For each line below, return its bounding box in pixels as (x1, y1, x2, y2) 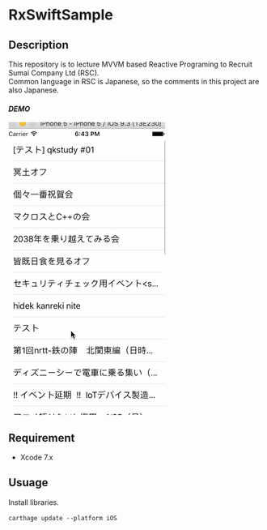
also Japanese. (8, 85, 59, 95)
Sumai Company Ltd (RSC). (8, 68, 100, 78)
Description (8, 38, 69, 52)
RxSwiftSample (8, 6, 113, 24)
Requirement (8, 431, 75, 445)
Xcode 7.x (19, 452, 53, 463)
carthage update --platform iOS (8, 514, 117, 522)
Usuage (8, 476, 49, 489)
